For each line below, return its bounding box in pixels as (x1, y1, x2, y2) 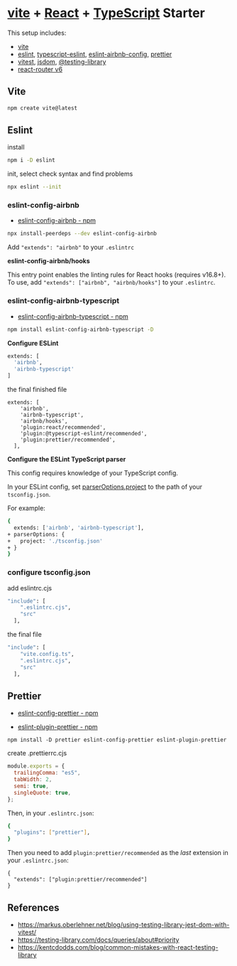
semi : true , (13, 782, 50, 790)
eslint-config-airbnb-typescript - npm (17, 312, 129, 321)
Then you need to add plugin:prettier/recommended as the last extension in (7, 849, 228, 857)
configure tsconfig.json (7, 568, 91, 578)
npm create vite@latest (7, 105, 78, 112)
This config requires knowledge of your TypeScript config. (7, 469, 179, 477)
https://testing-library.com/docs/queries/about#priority (17, 935, 180, 944)
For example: (7, 504, 46, 513)
